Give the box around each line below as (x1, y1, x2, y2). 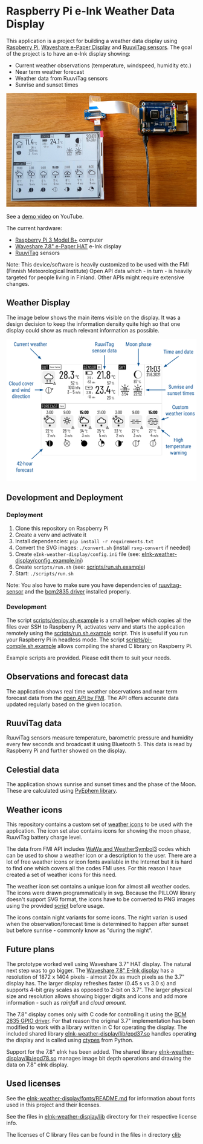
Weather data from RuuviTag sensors (14, 74, 108, 82)
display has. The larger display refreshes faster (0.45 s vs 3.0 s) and (6, 979, 176, 987)
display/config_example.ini (14, 557, 82, 564)
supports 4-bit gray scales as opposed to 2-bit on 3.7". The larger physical (6, 986, 192, 993)
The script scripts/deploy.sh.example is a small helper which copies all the (6, 617, 192, 624)
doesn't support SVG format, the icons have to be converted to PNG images (6, 896, 195, 903)
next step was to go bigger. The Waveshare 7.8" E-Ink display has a (6, 967, 174, 974)
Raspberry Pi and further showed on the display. (6, 747, 127, 755)
